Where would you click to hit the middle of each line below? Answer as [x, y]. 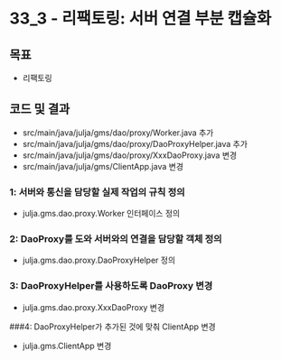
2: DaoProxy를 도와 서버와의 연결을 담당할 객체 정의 [116, 239]
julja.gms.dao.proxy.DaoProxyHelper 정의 [99, 260]
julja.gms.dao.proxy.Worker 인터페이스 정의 [101, 214]
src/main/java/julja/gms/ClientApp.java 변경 [103, 166]
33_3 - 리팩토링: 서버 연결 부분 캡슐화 [140, 18]
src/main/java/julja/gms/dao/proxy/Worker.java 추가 [118, 133]
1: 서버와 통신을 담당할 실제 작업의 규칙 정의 [97, 192]
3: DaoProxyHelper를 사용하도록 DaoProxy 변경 [111, 286]
